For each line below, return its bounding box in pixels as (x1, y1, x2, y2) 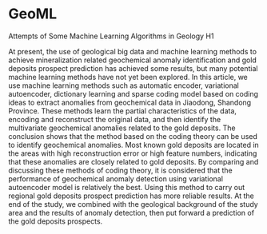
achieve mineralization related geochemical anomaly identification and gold (8, 55, 257, 65)
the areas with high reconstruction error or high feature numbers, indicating (8, 149, 257, 158)
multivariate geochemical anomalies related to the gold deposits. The (8, 123, 236, 133)
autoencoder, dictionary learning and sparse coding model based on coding (8, 89, 258, 98)
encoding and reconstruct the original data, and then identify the (8, 114, 221, 124)
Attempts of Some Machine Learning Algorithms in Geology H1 (8, 31, 214, 41)
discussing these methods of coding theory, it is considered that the (8, 165, 233, 175)
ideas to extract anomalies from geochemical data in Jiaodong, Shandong (8, 97, 252, 107)
